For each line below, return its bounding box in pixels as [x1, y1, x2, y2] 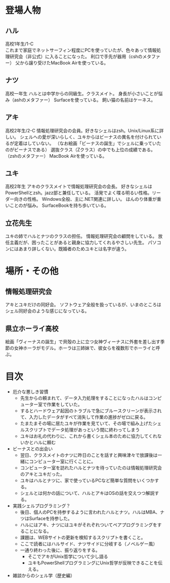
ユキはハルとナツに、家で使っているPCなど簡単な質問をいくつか [20, 478, 155, 483]
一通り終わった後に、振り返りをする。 [20, 547, 100, 553]
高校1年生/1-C [5, 41, 34, 47]
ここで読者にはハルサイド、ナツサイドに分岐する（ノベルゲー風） [20, 541, 158, 546]
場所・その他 [5, 266, 59, 277]
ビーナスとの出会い [12, 446, 53, 452]
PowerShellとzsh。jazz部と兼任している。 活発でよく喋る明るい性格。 [5, 190, 152, 196]
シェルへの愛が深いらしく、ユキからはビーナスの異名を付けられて [19, 134, 157, 140]
